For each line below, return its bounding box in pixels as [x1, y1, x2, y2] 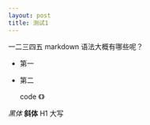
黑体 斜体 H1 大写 [8, 108, 64, 118]
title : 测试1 [8, 19, 49, 27]
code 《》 [19, 92, 45, 101]
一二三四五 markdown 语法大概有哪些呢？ [8, 41, 144, 51]
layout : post [8, 11, 51, 20]
